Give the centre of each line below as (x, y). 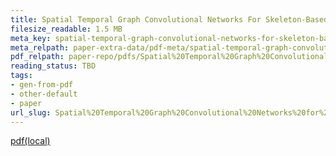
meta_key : (31, 38)
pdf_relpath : (37, 57)
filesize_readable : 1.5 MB (66, 29)
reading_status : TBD (53, 66)
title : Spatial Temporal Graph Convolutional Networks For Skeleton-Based (169, 19)
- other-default (44, 94)
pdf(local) (30, 141)
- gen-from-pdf (42, 85)
